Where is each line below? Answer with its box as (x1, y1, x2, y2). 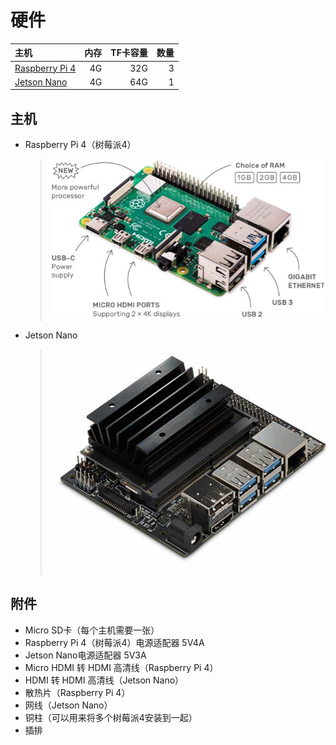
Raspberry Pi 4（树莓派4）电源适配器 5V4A (24, 636, 205, 648)
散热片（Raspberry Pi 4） (24, 686, 131, 698)
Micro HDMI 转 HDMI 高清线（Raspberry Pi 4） (24, 661, 219, 673)
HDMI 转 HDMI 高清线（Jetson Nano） (24, 674, 185, 686)
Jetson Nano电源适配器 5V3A (24, 649, 147, 661)
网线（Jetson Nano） (24, 699, 113, 711)
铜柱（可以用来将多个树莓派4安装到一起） (24, 711, 198, 723)
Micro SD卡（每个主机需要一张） (24, 624, 160, 636)
